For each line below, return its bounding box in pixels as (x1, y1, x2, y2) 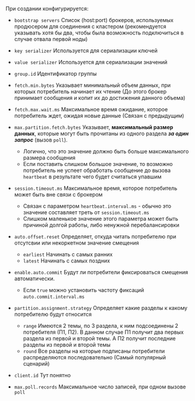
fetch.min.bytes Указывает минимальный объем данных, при (14, 82, 171, 89)
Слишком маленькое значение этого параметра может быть (23, 215, 179, 222)
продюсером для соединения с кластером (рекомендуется (14, 23, 166, 30)
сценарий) (23, 360, 50, 367)
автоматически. (14, 275, 55, 282)
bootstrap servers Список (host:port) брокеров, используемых (14, 17, 174, 23)
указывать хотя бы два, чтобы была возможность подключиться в (14, 29, 184, 36)
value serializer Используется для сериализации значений (14, 59, 168, 65)
